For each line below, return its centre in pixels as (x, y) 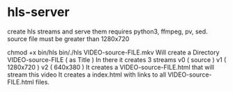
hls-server (38, 12)
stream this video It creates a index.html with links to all (87, 75)
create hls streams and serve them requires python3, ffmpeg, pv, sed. (107, 31)
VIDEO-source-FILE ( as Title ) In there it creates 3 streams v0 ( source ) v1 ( (117, 59)
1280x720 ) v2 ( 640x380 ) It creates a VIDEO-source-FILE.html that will (111, 67)
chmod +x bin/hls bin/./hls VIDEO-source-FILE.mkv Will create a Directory (113, 52)
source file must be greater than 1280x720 (68, 38)
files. (43, 82)
